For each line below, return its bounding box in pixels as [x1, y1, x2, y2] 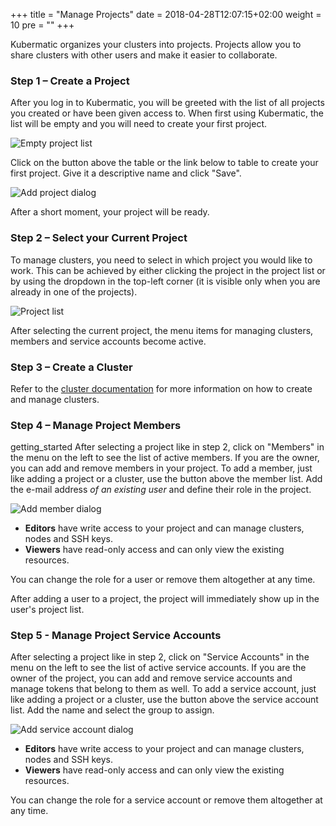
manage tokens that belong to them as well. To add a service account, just [10, 683, 317, 695]
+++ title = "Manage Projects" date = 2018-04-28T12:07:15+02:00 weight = [10, 9, 322, 20]
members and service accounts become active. [10, 335, 207, 347]
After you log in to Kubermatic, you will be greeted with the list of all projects [10, 97, 325, 109]
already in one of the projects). [10, 285, 138, 298]
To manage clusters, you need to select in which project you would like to [10, 254, 313, 266]
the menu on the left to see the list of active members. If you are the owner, [10, 452, 320, 464]
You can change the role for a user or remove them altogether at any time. [10, 574, 316, 586]
